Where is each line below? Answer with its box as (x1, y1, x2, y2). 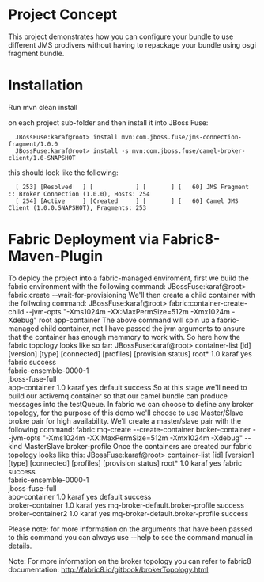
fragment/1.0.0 (8, 140, 58, 148)
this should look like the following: (8, 168, 119, 177)
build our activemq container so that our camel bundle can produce (8, 390, 228, 401)
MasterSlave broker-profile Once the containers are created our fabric (23, 441, 253, 451)
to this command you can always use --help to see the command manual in (8, 532, 254, 542)
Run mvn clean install (8, 102, 77, 112)
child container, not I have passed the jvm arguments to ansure (40, 323, 246, 333)
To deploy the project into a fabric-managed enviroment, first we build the (8, 273, 249, 283)
